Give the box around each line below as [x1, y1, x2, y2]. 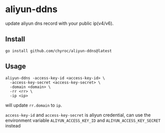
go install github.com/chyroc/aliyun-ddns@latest [5, 48, 112, 54]
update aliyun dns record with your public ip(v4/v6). [5, 20, 114, 26]
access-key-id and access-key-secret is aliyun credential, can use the [5, 112, 151, 118]
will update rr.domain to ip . [5, 102, 62, 108]
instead [5, 122, 21, 128]
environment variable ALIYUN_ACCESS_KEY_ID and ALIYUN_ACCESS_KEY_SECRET [5, 117, 161, 123]
